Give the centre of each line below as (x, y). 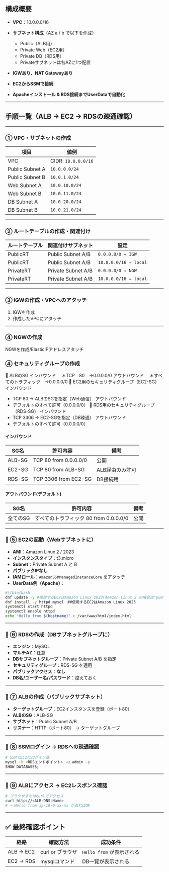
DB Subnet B (23, 210)
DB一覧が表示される (106, 861)
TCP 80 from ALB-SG (59, 470)
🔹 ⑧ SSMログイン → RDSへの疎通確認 (52, 747)
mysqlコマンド (57, 861)
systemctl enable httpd (30, 612)
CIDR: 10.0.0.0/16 (72, 161)
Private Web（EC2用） (44, 50)
